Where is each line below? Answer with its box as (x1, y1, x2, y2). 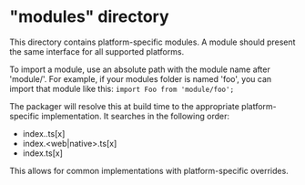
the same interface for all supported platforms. (9, 46, 185, 57)
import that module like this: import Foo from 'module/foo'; (9, 83, 235, 94)
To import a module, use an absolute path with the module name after (9, 64, 270, 75)
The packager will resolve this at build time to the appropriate (9, 100, 239, 111)
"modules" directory (9, 6, 170, 27)
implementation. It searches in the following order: (41, 110, 230, 121)
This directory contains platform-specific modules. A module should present (9, 36, 296, 47)
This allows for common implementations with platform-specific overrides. (9, 165, 289, 176)
